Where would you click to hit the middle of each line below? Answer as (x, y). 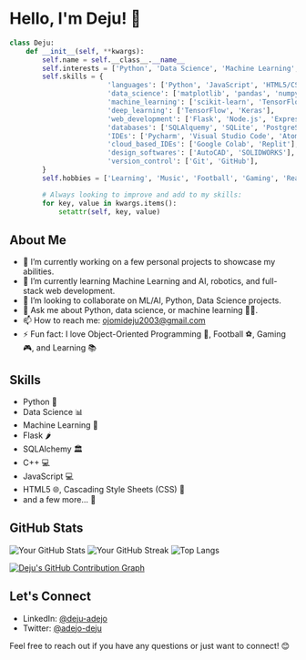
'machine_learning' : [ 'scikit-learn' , (181, 102)
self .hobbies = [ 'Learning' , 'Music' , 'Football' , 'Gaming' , (161, 178)
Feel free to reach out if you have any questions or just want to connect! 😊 (149, 645)
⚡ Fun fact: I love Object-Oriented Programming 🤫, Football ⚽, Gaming (154, 334)
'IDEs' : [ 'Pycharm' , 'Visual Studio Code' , (191, 136)
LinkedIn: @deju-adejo (65, 618)
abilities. (38, 271)
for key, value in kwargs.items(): (110, 203)
